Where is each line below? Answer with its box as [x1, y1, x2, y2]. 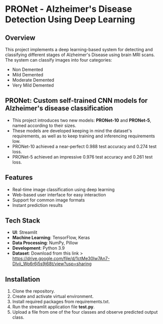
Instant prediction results [12, 202, 63, 208]
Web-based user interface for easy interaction [12, 192, 107, 197]
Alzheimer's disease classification [5, 104, 113, 113]
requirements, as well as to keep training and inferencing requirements [12, 133, 156, 139]
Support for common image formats [12, 197, 85, 203]
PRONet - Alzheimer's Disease [5, 3, 133, 15]
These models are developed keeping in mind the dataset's [12, 128, 133, 133]
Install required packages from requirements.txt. [12, 299, 110, 305]
